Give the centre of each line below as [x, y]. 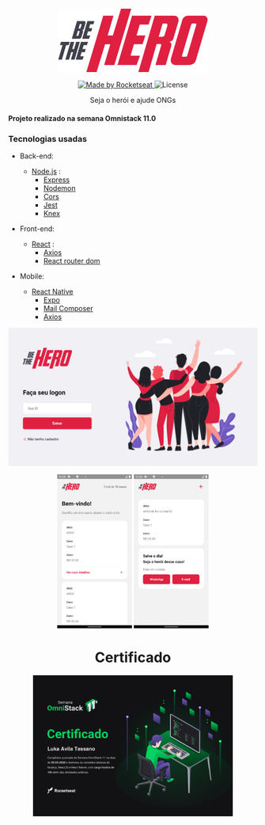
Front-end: [37, 229]
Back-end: [36, 156]
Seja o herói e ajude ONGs [133, 101]
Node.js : [46, 172]
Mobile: [32, 276]
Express [56, 180]
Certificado [133, 658]
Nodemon [59, 188]
